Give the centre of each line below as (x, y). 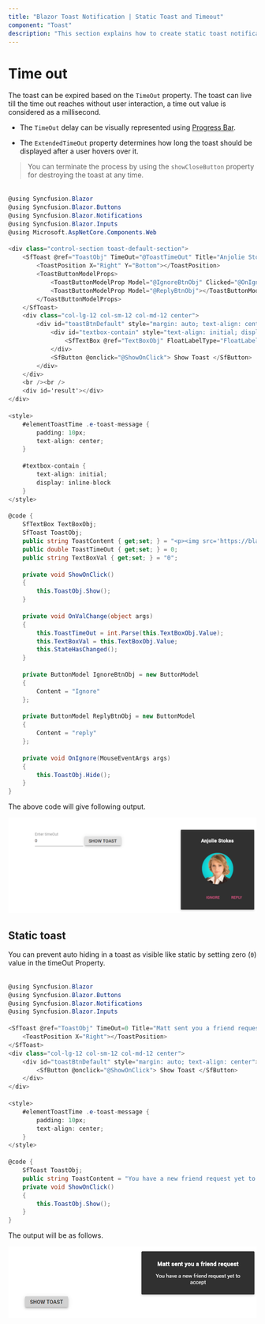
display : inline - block (74, 483)
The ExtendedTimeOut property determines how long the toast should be (136, 143)
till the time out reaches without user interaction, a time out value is (117, 104)
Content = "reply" (67, 733)
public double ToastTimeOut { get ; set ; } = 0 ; (100, 549)
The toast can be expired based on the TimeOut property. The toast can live (130, 96)
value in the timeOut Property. (57, 962)
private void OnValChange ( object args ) (88, 616)
